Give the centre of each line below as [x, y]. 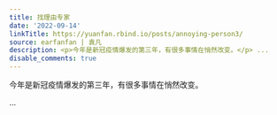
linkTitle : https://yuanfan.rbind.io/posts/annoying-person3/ [126, 34]
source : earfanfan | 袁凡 [55, 42]
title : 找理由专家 [40, 17]
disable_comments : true [53, 58]
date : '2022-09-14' [45, 26]
